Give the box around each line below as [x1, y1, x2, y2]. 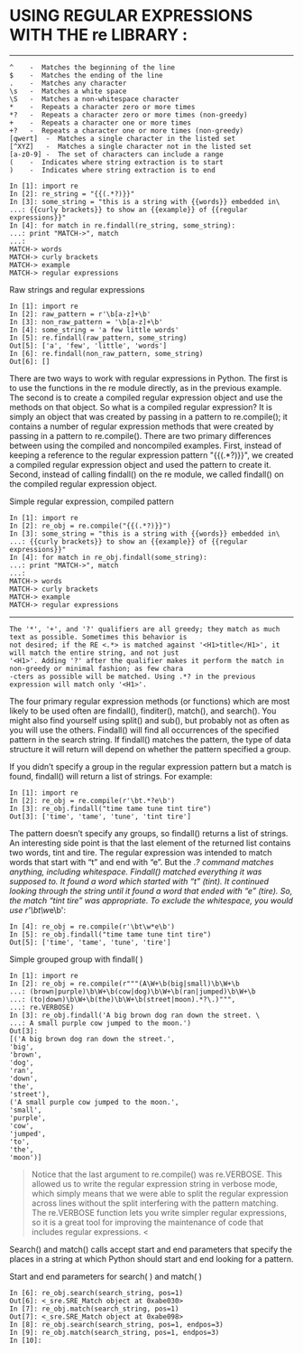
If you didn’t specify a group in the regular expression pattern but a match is [9, 760, 292, 772]
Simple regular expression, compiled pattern [9, 496, 174, 507]
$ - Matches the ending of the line [9, 70, 164, 79]
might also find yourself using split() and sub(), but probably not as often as [9, 714, 290, 725]
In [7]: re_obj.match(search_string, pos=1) [9, 1304, 179, 1313]
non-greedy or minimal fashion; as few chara [9, 664, 183, 673]
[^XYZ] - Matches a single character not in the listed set [9, 142, 252, 151]
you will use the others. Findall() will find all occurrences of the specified [9, 724, 280, 735]
